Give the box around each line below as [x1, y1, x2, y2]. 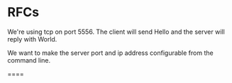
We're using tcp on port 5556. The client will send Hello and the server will [7, 27, 225, 36]
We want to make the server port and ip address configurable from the [7, 49, 214, 57]
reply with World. [7, 34, 57, 43]
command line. [7, 56, 51, 64]
